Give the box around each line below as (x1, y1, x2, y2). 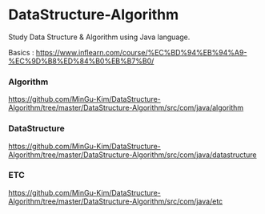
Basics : (8, 47, 34, 57)
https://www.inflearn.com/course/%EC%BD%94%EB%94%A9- (35, 47, 247, 57)
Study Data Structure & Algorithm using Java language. (8, 32, 191, 42)
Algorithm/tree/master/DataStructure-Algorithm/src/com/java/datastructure (8, 150, 257, 159)
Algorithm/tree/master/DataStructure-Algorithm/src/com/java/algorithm (8, 103, 244, 113)
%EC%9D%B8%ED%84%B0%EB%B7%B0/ (8, 56, 155, 66)
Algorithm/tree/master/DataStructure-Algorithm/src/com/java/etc (8, 196, 223, 206)
